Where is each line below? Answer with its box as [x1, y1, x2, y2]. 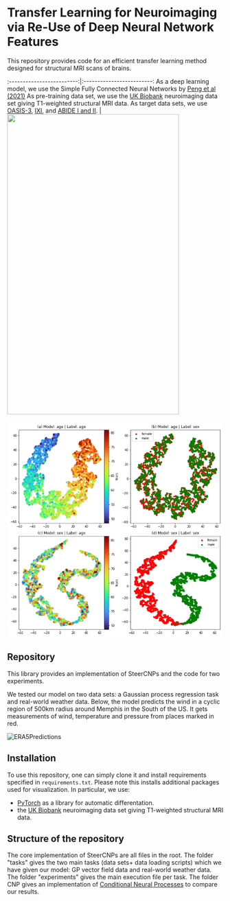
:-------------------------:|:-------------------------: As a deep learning [7, 77, 209, 85]
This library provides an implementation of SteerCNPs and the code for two [7, 669, 220, 677]
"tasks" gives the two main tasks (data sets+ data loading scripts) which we [7, 858, 222, 867]
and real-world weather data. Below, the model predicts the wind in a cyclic [7, 697, 220, 705]
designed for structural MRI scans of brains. [7, 64, 132, 72]
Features [7, 34, 59, 49]
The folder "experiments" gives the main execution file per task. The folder [7, 873, 218, 881]
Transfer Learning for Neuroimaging [7, 5, 218, 21]
